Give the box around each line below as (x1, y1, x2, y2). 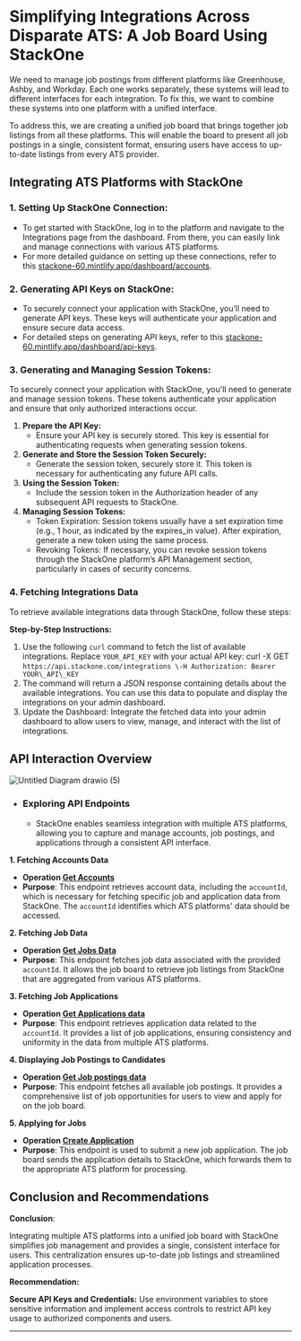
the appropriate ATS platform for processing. (21, 1163, 188, 1174)
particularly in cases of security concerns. (35, 564, 193, 574)
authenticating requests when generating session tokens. (35, 440, 248, 451)
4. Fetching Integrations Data (9, 586, 139, 599)
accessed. (21, 909, 61, 921)
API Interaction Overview (9, 751, 152, 767)
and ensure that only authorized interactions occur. (9, 403, 198, 414)
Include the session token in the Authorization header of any (35, 487, 259, 498)
